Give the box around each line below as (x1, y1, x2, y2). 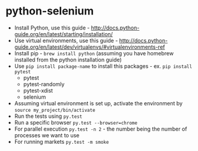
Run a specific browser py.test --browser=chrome (14, 119, 137, 126)
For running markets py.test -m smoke (14, 138, 109, 145)
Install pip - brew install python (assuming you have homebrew (14, 49, 174, 57)
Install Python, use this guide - (14, 24, 90, 31)
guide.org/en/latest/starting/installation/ (14, 30, 113, 37)
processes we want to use (14, 131, 80, 139)
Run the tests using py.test (14, 112, 82, 120)
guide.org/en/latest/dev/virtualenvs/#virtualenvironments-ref (14, 43, 166, 51)
